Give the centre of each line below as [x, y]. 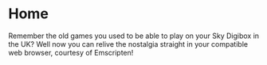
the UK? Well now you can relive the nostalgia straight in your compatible [128, 44]
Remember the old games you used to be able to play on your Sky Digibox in [134, 36]
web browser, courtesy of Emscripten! [71, 52]
